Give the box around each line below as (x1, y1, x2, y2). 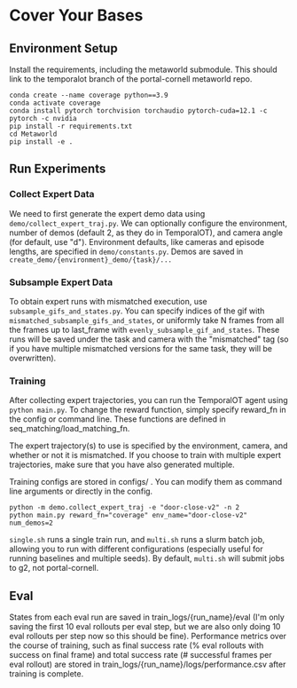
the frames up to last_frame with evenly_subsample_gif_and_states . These (9, 324, 280, 335)
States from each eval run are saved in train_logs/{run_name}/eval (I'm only (9, 612, 285, 622)
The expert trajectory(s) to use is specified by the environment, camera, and (9, 440, 288, 451)
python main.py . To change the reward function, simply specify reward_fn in (9, 405, 286, 415)
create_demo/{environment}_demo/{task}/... (9, 255, 173, 265)
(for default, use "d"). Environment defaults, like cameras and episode (9, 236, 265, 247)
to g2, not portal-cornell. (9, 563, 99, 573)
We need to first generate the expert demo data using (9, 208, 206, 218)
